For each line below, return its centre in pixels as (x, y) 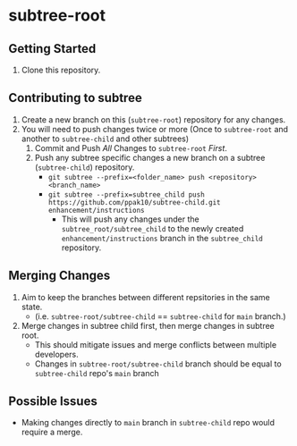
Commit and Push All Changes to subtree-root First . (131, 147)
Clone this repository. (61, 70)
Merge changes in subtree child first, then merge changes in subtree (148, 325)
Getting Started (52, 49)
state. (32, 307)
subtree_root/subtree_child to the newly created (153, 228)
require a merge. (52, 432)
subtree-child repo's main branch (97, 373)
